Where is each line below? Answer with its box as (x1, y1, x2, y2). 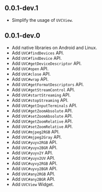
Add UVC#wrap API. (11, 76, 49, 82)
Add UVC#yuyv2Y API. (11, 149, 53, 155)
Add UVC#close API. (11, 71, 51, 77)
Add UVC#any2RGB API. (11, 171, 55, 177)
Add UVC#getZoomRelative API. (11, 118, 73, 124)
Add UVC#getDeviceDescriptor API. (11, 60, 82, 66)
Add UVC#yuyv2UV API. (11, 155, 55, 161)
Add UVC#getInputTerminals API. (11, 102, 77, 108)
